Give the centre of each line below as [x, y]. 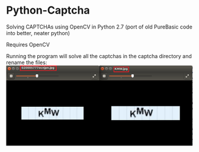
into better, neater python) [38, 33]
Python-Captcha [48, 10]
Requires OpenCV [28, 45]
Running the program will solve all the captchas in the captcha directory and [99, 56]
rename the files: [27, 62]
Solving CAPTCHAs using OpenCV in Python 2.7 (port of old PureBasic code [99, 27]
